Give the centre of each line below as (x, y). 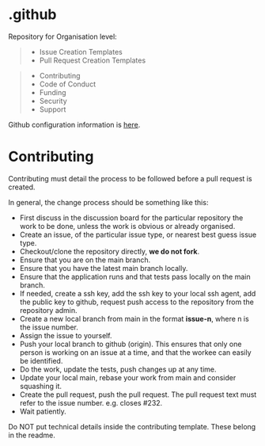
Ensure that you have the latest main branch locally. (104, 268)
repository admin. (48, 310)
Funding (53, 92)
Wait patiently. (43, 411)
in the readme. (32, 435)
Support (53, 109)
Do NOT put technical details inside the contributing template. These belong (132, 426)
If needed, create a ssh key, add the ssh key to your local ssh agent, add (138, 293)
